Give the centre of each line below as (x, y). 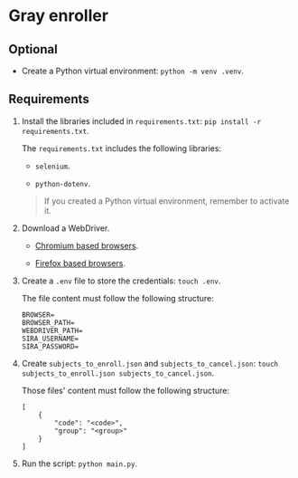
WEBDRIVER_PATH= (52, 330)
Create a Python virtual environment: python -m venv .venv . (133, 71)
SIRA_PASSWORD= (50, 346)
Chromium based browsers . (87, 245)
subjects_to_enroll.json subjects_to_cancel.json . (118, 373)
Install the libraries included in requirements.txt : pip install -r (141, 121)
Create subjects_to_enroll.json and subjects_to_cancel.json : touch (150, 363)
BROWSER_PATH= (48, 322)
